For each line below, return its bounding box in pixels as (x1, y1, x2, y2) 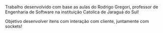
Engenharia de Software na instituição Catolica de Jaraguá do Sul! (5, 9, 139, 15)
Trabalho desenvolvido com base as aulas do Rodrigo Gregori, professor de (5, 4, 159, 10)
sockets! (5, 23, 23, 29)
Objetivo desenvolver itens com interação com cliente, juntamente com (5, 19, 149, 24)
